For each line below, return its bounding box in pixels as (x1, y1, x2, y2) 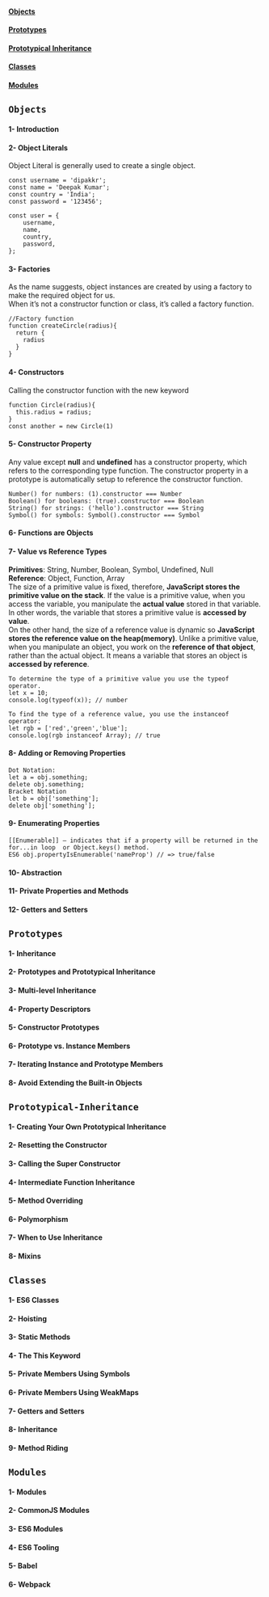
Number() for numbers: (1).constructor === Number (8, 490, 183, 498)
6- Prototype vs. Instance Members (8, 1041, 131, 1051)
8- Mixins (8, 1251, 42, 1261)
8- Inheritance (8, 1425, 58, 1435)
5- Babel (8, 1561, 38, 1571)
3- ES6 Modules (8, 1523, 64, 1533)
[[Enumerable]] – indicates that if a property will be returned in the (8, 836, 258, 845)
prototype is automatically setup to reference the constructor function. (8, 474, 243, 484)
